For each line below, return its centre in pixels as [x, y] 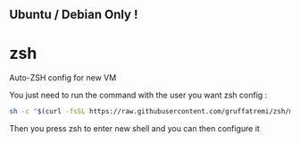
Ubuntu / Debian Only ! [74, 15]
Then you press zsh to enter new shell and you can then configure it [135, 129]
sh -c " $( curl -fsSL [48, 112]
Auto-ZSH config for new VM [63, 78]
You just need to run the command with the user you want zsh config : [138, 95]
